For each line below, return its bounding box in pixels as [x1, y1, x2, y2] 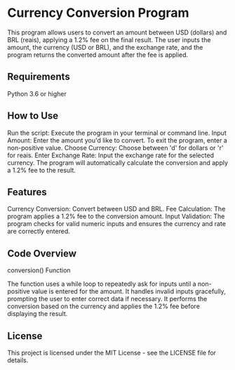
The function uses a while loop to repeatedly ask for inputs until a [7, 279, 196, 289]
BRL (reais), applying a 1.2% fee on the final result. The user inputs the [7, 35, 211, 44]
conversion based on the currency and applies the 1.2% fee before [7, 302, 200, 310]
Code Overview [7, 247, 77, 259]
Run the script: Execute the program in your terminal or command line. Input [7, 128, 227, 137]
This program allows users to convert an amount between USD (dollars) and [7, 28, 227, 37]
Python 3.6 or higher [7, 89, 67, 98]
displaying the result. [7, 310, 68, 318]
